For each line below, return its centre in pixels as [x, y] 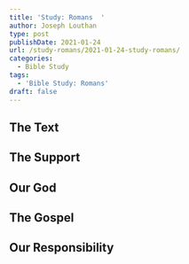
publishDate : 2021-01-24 [55, 42]
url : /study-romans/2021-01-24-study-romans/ [94, 50]
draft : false [33, 91]
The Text [34, 127]
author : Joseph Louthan [53, 26]
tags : [19, 75]
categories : [31, 58]
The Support [45, 157]
